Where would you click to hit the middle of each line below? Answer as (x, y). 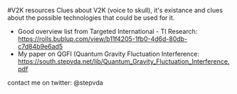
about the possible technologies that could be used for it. (91, 18)
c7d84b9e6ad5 (40, 46)
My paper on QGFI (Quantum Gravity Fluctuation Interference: (109, 54)
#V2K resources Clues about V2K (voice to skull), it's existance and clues (115, 10)
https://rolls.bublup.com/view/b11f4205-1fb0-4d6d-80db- (102, 39)
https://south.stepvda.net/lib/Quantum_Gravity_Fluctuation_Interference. (123, 61)
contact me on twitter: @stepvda (55, 83)
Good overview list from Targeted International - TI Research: (107, 31)
